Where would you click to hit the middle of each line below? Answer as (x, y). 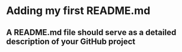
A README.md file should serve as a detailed (91, 32)
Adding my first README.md (78, 11)
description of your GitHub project (71, 41)
